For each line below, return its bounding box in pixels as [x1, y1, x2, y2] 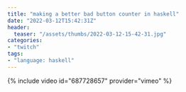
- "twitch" [7, 44, 40, 51]
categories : [7, 37, 43, 44]
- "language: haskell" [7, 57, 75, 64]
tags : [7, 51, 23, 58]
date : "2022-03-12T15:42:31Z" [7, 17, 97, 24]
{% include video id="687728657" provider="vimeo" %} [7, 76, 173, 85]
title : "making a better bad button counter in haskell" [7, 10, 180, 18]
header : [7, 24, 31, 31]
